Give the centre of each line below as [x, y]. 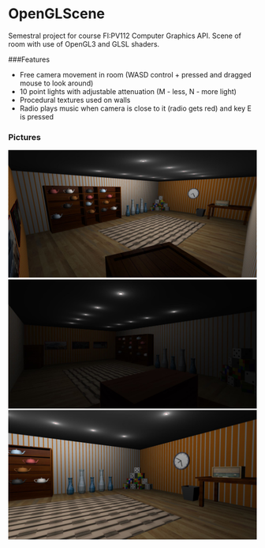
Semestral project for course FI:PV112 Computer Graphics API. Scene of [125, 36]
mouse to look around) [56, 83]
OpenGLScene [56, 14]
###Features [29, 59]
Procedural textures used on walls [75, 100]
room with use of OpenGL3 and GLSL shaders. [84, 43]
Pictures [25, 137]
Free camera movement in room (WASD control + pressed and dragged [135, 74]
